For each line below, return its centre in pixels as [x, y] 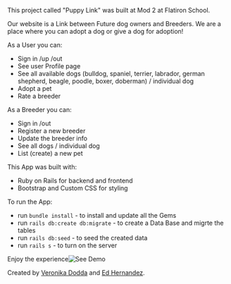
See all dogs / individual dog [58, 146]
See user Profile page [49, 66]
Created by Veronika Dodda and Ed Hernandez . [76, 273]
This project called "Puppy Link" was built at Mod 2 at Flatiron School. [109, 10]
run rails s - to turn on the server [67, 245]
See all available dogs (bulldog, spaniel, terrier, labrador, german [111, 74]
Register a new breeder [51, 131]
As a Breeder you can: [39, 110]
